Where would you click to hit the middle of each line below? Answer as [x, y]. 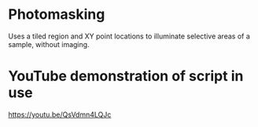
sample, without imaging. [49, 44]
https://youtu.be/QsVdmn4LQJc [60, 114]
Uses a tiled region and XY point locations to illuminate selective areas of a [129, 36]
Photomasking [57, 15]
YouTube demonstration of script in [126, 76]
